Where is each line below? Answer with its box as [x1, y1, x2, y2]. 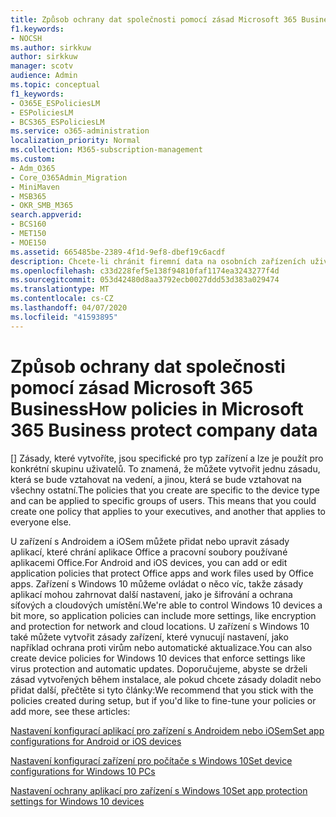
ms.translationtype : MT [10, 284, 110, 295]
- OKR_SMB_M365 [10, 201, 74, 211]
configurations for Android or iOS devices [10, 735, 182, 747]
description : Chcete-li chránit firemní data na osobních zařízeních [10, 256, 307, 266]
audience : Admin [10, 71, 78, 81]
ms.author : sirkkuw [10, 42, 92, 53]
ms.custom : [10, 154, 56, 164]
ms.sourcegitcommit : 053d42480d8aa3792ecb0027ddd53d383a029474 [10, 275, 280, 285]
